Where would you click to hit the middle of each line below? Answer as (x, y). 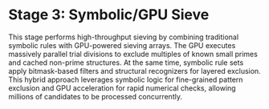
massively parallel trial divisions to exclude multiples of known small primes (133, 54)
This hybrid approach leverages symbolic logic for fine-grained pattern (126, 79)
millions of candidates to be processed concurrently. (96, 96)
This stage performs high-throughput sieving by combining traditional (124, 37)
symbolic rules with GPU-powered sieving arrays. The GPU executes (122, 45)
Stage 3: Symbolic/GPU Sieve (109, 15)
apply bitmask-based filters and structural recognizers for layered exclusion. (134, 71)
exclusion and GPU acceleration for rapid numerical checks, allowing (122, 88)
